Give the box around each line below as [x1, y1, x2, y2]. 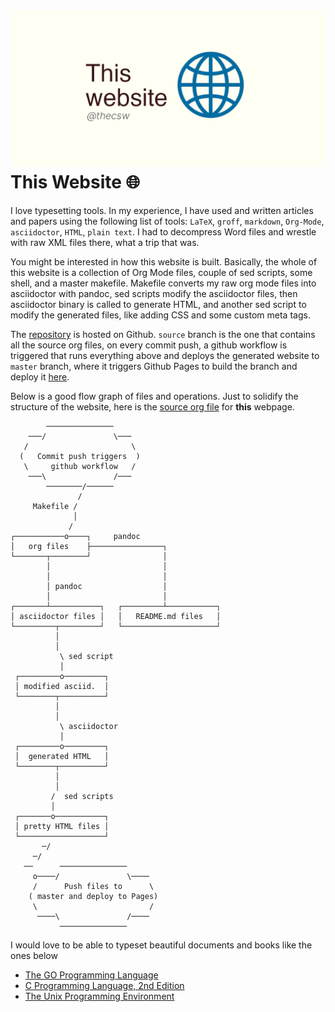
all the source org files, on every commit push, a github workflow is [10, 339, 288, 351]
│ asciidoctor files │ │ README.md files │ [10, 611, 222, 621]
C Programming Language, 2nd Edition [24, 979, 185, 991]
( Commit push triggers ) [19, 451, 141, 461]
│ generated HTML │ [14, 751, 110, 761]
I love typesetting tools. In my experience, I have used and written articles [10, 204, 314, 216]
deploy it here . [10, 370, 70, 383]
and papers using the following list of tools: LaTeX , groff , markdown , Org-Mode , [10, 215, 325, 227]
